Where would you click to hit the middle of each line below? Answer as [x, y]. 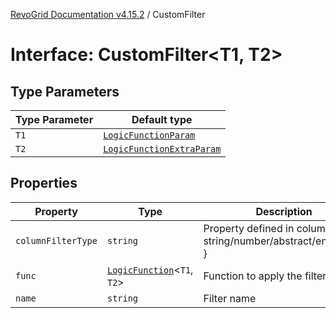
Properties [44, 183]
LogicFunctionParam [149, 135]
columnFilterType [56, 240]
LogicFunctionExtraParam [162, 149]
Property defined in [249, 228]
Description [284, 211]
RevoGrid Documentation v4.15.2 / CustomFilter [108, 14]
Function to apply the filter [265, 276]
